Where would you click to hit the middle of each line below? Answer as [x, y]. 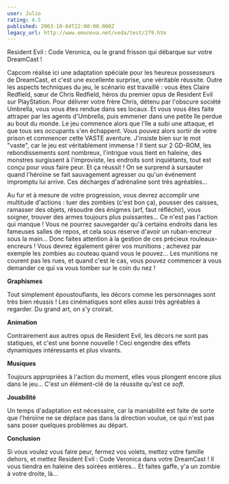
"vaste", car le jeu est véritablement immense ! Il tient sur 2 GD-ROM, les [109, 145]
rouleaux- [204, 239]
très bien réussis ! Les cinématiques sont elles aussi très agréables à [104, 302]
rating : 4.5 [24, 20]
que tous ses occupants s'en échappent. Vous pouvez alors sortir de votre [112, 131]
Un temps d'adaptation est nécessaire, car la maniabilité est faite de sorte [111, 411]
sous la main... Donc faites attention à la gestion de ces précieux [98, 239]
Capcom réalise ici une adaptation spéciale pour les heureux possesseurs [111, 73]
